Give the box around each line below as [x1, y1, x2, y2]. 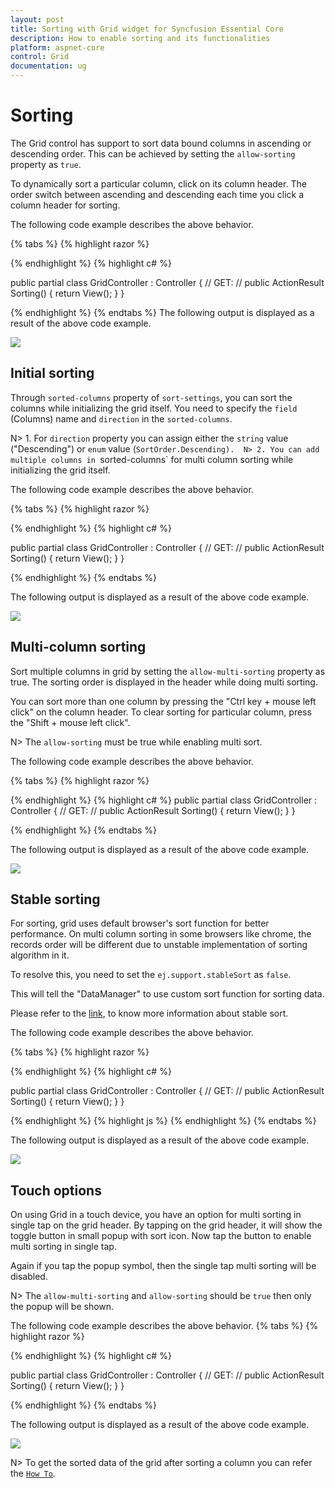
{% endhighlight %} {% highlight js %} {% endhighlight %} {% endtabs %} [10, 1115, 317, 1127]
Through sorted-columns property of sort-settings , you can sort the [10, 391, 293, 403]
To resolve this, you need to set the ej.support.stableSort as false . [10, 969, 292, 981]
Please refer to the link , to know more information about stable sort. [10, 1007, 289, 1020]
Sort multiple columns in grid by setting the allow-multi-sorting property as [10, 665, 326, 677]
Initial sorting [10, 365, 95, 382]
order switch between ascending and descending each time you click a [10, 188, 305, 200]
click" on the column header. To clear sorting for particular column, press [10, 706, 312, 718]
